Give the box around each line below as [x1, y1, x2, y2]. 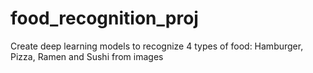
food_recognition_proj [10, 7, 199, 30]
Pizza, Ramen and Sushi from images [10, 50, 164, 62]
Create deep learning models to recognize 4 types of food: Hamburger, [10, 40, 304, 52]
